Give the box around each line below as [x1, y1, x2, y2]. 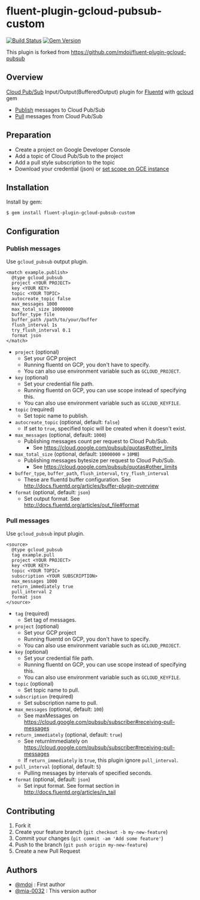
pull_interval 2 [11, 589, 52, 595]
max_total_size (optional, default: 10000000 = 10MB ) [14, 450, 140, 458]
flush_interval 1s [11, 322, 58, 328]
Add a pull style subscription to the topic [14, 159, 115, 166]
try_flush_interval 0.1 [11, 327, 71, 334]
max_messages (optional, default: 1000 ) [14, 431, 107, 439]
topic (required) [14, 406, 55, 413]
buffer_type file [11, 312, 55, 318]
